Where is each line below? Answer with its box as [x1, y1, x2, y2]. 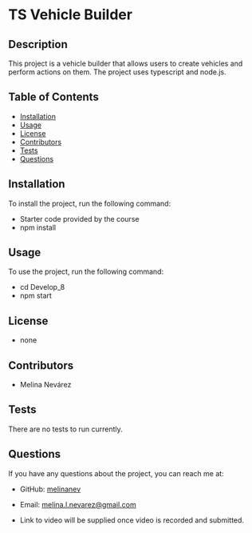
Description [8, 38, 68, 51]
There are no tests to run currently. [8, 424, 124, 434]
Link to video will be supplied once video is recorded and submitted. [19, 515, 245, 525]
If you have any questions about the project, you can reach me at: [8, 468, 225, 478]
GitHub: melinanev [19, 484, 81, 494]
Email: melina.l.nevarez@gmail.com [19, 499, 137, 509]
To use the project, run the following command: [8, 266, 164, 277]
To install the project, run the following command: [8, 198, 171, 208]
